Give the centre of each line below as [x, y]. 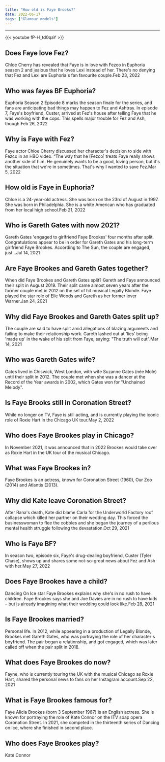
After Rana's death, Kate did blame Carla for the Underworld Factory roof [79, 513]
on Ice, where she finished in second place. [49, 728]
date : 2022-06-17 [23, 14]
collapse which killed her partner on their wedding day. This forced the [77, 518]
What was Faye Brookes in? [48, 468]
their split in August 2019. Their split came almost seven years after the [77, 285]
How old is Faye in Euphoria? [50, 188]
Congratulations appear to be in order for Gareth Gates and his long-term [79, 242]
